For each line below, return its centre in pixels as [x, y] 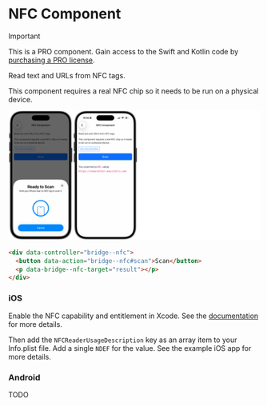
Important [24, 36]
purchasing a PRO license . [52, 60]
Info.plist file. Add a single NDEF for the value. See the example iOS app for [130, 348]
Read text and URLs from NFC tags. [67, 75]
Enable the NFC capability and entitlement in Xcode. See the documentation [133, 316]
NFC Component [65, 14]
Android [24, 377]
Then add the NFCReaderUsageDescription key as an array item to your [123, 340]
